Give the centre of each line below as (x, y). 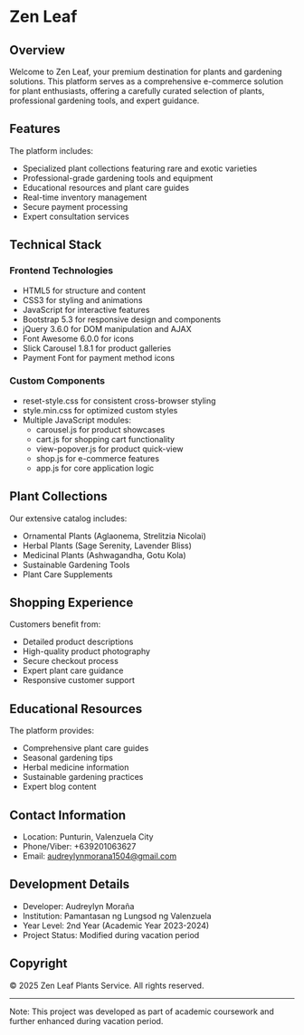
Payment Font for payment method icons (98, 357)
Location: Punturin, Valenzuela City (88, 837)
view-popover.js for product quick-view (109, 449)
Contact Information (68, 815)
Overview (38, 50)
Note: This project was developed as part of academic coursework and (142, 1011)
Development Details (70, 884)
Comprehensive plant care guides (85, 748)
